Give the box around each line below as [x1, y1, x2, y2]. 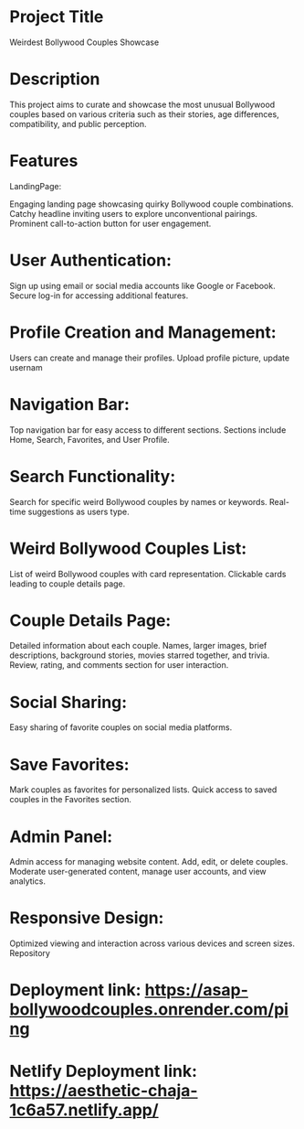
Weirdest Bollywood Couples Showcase [9, 37, 160, 48]
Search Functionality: [9, 466, 176, 487]
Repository [9, 948, 50, 959]
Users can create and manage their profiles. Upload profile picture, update [9, 352, 290, 363]
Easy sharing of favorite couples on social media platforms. [9, 722, 233, 733]
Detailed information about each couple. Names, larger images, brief [9, 640, 267, 651]
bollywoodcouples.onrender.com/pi [9, 999, 289, 1020]
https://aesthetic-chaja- [9, 1080, 198, 1101]
